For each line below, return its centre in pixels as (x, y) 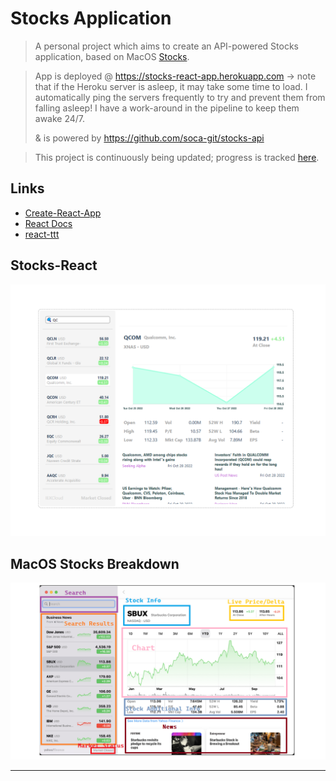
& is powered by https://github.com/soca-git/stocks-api (149, 138)
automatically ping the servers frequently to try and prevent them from (180, 97)
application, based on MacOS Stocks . (112, 56)
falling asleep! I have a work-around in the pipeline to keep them (167, 108)
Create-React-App (63, 213)
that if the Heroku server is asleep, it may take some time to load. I (171, 86)
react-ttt (42, 234)
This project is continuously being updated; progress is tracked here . (177, 157)
